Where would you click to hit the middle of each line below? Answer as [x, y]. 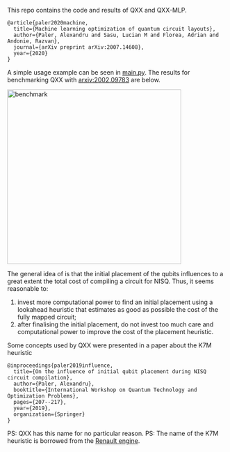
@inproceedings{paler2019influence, [60, 366]
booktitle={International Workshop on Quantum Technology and [105, 390]
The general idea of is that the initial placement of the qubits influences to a [115, 274]
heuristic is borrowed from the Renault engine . [74, 441]
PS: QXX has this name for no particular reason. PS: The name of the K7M [113, 433]
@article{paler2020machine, [48, 23]
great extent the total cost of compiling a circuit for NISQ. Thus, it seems [110, 281]
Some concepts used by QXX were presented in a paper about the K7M [109, 345]
